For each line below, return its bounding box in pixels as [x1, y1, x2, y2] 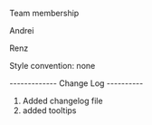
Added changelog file [22, 95, 103, 106]
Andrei [9, 25, 34, 35]
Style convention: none [9, 61, 96, 71]
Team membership [9, 8, 80, 18]
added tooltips [22, 105, 77, 116]
